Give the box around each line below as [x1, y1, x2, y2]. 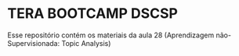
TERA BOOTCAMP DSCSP [7, 5, 178, 23]
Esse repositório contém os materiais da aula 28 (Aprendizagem [7, 30, 215, 40]
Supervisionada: [7, 38, 60, 47]
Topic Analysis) [61, 38, 111, 47]
